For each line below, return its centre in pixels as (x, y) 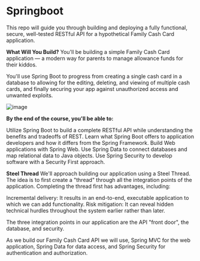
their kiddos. (22, 65)
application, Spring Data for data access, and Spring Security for (86, 246)
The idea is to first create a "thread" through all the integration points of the (99, 180)
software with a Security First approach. (56, 162)
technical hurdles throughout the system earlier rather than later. (86, 210)
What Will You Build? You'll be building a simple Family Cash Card (88, 51)
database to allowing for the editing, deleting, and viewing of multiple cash (98, 83)
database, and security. (35, 228)
